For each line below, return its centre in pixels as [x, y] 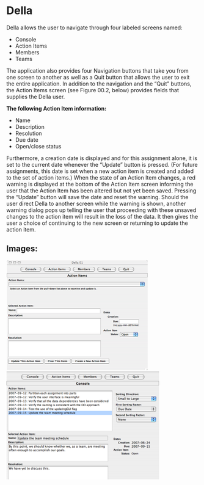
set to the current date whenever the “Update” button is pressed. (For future [102, 164]
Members [27, 52]
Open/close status [38, 146]
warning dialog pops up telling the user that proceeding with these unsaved [101, 210]
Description [30, 126]
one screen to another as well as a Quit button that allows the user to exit [98, 77]
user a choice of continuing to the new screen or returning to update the [97, 223]
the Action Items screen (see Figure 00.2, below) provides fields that [93, 90]
